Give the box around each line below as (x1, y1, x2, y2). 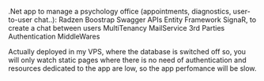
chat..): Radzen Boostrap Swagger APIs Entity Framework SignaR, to (34, 15, 257, 24)
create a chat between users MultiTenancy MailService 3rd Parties (8, 24, 225, 32)
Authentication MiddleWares (8, 31, 100, 41)
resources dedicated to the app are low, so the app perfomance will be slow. (8, 64, 257, 73)
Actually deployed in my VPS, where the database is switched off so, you (8, 47, 247, 56)
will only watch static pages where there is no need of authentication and (8, 55, 247, 64)
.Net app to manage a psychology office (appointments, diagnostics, (8, 7, 232, 16)
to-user (8, 15, 33, 24)
